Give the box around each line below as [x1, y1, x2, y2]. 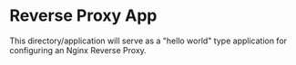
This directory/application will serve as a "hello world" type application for [9, 35, 288, 46]
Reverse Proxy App [9, 5, 158, 26]
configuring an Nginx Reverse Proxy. [9, 44, 148, 55]
